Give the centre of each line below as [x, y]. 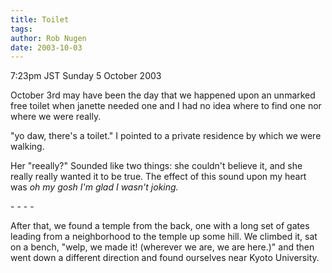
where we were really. [56, 117]
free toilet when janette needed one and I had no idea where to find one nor [166, 106]
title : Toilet [40, 19]
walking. [27, 147]
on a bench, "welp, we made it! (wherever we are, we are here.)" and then [162, 247]
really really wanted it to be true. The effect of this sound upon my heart [158, 177]
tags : [21, 29]
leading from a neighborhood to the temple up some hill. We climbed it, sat [164, 237]
